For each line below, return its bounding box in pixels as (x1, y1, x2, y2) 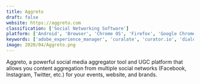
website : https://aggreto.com (6, 20, 82, 26)
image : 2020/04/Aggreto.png (6, 42, 76, 48)
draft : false (6, 14, 39, 20)
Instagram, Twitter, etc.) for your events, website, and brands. (6, 71, 158, 78)
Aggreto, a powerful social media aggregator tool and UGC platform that (6, 58, 183, 66)
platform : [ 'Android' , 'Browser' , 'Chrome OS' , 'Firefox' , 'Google (6, 31, 177, 37)
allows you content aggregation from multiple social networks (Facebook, (6, 64, 186, 71)
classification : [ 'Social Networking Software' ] (6, 25, 129, 32)
